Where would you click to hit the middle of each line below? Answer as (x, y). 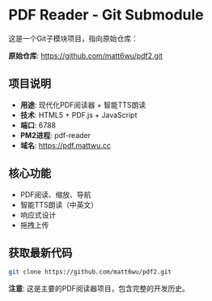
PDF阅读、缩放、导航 (55, 194)
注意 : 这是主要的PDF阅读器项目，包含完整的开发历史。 (99, 289)
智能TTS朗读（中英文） (59, 204)
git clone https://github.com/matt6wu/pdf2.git (90, 272)
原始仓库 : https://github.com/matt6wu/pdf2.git (86, 55)
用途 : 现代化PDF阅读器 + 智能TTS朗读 (83, 105)
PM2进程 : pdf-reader (55, 135)
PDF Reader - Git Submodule (106, 15)
